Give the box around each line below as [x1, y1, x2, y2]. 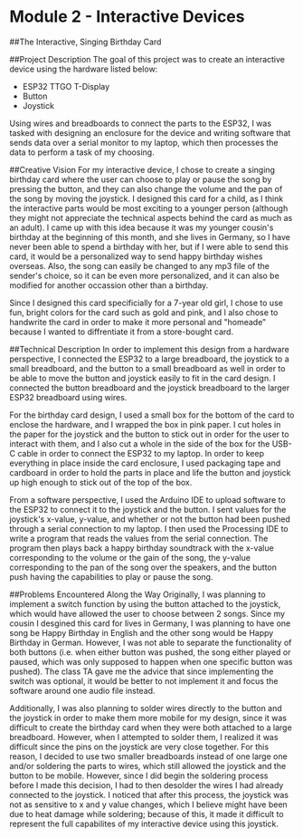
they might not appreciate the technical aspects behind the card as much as [9, 212, 293, 223]
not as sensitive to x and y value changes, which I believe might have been [9, 799, 288, 810]
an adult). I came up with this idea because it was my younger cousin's [9, 222, 274, 233]
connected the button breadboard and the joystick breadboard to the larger [9, 382, 290, 393]
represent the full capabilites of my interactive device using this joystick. [9, 818, 279, 829]
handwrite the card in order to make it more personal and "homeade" [9, 316, 267, 327]
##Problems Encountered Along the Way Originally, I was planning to [9, 589, 266, 600]
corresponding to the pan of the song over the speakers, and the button [9, 562, 278, 573]
